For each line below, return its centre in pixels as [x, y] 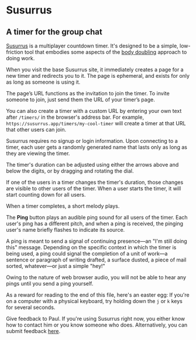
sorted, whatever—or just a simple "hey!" [56, 266]
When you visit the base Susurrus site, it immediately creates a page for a [95, 70]
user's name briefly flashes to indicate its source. [66, 230]
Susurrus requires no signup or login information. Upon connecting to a [92, 141]
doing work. [20, 58]
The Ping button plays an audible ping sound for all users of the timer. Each [97, 217]
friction [15, 52]
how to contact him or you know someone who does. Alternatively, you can [97, 325]
